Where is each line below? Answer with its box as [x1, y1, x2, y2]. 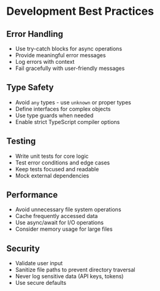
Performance [6, 190, 58, 200]
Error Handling [6, 29, 63, 39]
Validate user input [15, 260, 63, 267]
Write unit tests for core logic [15, 152, 89, 160]
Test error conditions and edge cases [15, 158, 110, 166]
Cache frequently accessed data [15, 212, 98, 220]
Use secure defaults [15, 279, 66, 287]
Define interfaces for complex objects [15, 105, 111, 112]
